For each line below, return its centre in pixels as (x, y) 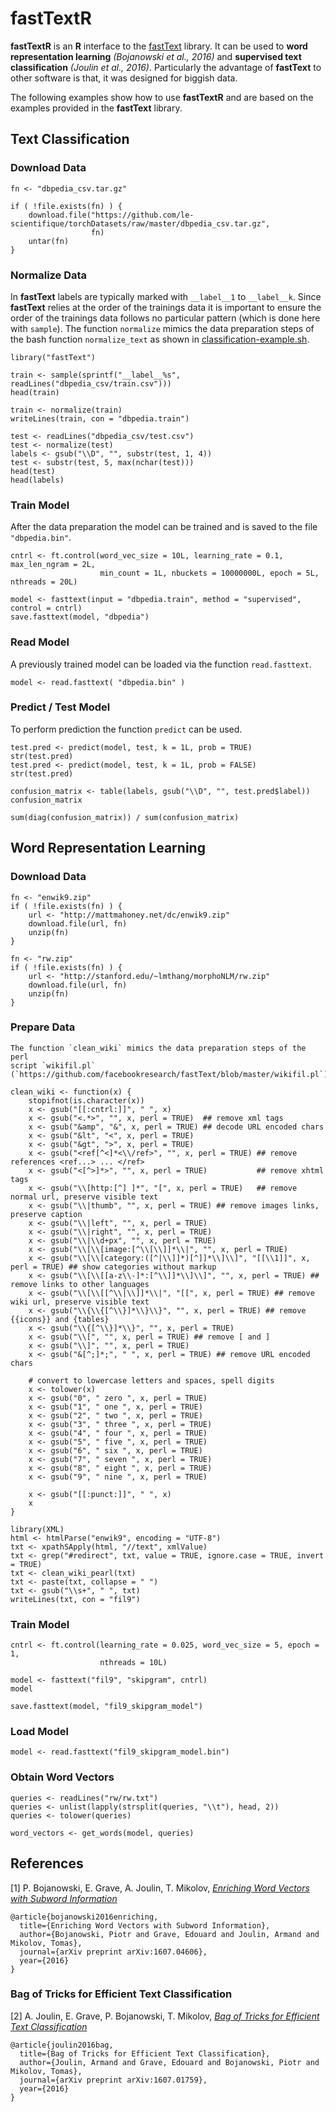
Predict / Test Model (60, 707)
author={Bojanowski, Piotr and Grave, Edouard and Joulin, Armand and (169, 1934)
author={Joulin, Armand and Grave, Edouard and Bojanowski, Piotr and (169, 2062)
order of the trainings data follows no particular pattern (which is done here (165, 318)
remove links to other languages (80, 1284)
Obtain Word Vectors (62, 1777)
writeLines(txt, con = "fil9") (75, 1599)
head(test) (33, 471)
